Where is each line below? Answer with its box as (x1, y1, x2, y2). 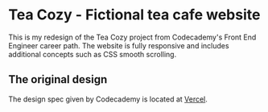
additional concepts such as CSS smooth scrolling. (8, 49, 177, 59)
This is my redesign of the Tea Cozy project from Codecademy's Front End (8, 32, 257, 42)
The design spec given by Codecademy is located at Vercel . (8, 94, 208, 104)
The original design (8, 73, 108, 86)
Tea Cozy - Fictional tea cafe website (8, 6, 261, 24)
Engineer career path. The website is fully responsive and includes (8, 40, 229, 50)
